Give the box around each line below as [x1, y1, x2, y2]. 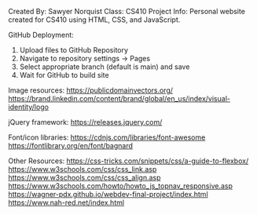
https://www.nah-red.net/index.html [8, 198, 124, 207]
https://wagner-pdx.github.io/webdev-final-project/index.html [8, 190, 208, 199]
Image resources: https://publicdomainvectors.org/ [8, 86, 174, 95]
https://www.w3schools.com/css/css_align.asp [8, 173, 161, 182]
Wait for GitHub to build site [19, 71, 109, 79]
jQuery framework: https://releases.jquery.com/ [8, 118, 163, 126]
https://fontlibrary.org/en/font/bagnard [8, 141, 134, 150]
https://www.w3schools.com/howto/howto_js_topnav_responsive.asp [8, 181, 233, 191]
